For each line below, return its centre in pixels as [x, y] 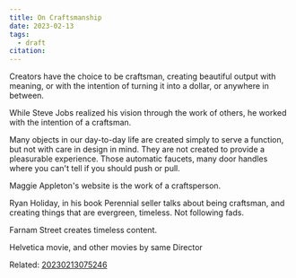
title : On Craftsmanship [56, 17]
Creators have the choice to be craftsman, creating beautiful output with [143, 76]
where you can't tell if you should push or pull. [95, 169]
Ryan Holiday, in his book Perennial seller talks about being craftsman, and [147, 204]
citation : [28, 51]
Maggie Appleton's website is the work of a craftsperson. [115, 186]
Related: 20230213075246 [58, 265]
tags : [19, 34]
